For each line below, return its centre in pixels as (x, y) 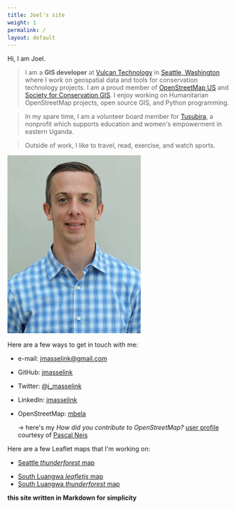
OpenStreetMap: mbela (52, 414)
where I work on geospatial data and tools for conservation (111, 80)
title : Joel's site (36, 15)
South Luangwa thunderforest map (69, 484)
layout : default (31, 38)
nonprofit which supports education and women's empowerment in (123, 124)
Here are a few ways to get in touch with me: (73, 345)
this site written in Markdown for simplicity (72, 498)
